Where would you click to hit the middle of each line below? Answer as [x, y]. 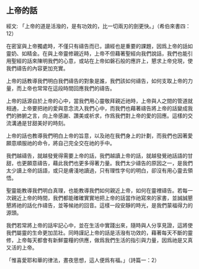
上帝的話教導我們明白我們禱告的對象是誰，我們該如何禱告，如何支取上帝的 [97, 81]
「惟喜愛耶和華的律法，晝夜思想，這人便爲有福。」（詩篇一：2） [83, 260]
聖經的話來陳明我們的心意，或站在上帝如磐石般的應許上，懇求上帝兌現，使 [102, 60]
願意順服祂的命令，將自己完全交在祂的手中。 [61, 143]
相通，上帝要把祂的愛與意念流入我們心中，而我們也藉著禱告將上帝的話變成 [97, 108]
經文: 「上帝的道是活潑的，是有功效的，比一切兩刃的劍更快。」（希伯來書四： [98, 26]
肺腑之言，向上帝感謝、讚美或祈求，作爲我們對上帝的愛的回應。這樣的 [102, 116]
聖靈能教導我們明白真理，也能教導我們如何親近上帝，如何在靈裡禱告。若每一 [99, 190]
